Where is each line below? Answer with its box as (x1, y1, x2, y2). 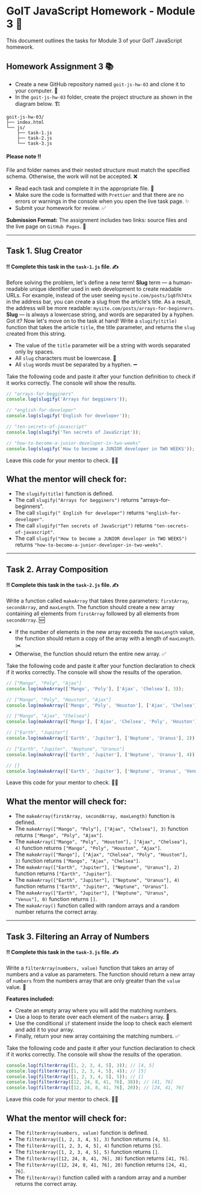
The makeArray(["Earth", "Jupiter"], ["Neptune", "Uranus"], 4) (14, 876, 180, 884)
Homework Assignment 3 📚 (6, 61, 114, 72)
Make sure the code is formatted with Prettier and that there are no (14, 191, 185, 198)
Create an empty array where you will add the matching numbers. (14, 1006, 178, 1014)
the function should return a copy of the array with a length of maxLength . (14, 634, 195, 642)
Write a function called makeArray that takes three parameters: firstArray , (6, 597, 189, 604)
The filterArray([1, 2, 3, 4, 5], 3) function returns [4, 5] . (14, 1136, 170, 1143)
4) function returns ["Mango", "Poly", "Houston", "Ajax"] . (14, 844, 162, 852)
